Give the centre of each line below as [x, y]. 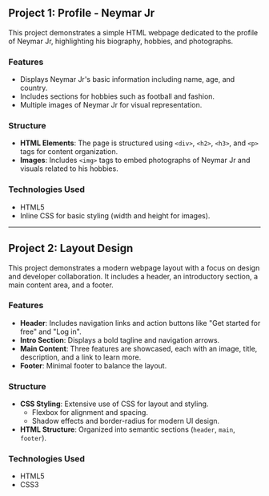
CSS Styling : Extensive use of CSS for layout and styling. [114, 404]
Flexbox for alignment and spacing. [90, 413]
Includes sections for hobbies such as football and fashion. [117, 96]
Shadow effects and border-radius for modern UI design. [126, 421]
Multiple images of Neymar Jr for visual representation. [111, 105]
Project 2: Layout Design [71, 248]
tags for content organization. [69, 152]
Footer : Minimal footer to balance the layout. [93, 365]
